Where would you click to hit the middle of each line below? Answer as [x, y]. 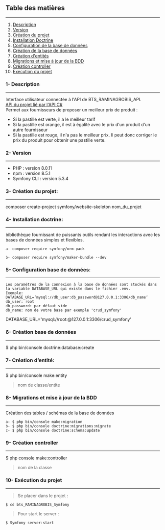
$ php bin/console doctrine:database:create [50, 347]
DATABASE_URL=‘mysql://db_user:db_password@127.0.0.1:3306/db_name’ [77, 297]
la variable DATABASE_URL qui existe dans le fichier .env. [68, 289]
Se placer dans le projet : [43, 496]
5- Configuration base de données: [48, 269]
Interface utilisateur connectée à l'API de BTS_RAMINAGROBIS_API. [73, 100]
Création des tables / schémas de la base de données [60, 413]
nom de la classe [35, 468]
